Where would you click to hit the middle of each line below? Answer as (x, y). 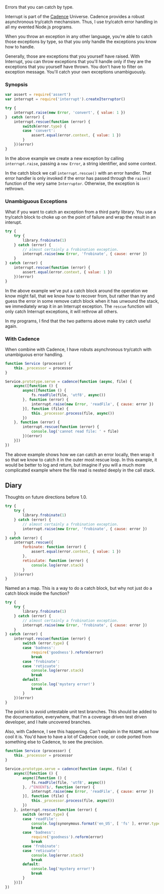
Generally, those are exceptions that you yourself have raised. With (72, 56)
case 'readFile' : (40, 819)
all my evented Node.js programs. (39, 27)
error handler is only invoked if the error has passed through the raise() (78, 178)
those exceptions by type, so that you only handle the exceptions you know (81, 42)
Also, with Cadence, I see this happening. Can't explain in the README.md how (82, 732)
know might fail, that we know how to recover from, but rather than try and (80, 296)
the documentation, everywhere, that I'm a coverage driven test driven (76, 717)
